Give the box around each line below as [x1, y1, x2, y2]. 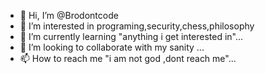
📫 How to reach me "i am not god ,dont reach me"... [19, 53, 237, 64]
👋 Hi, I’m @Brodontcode [19, 10, 119, 21]
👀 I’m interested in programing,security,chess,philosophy [19, 20, 255, 32]
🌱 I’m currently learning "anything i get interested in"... [19, 31, 244, 42]
